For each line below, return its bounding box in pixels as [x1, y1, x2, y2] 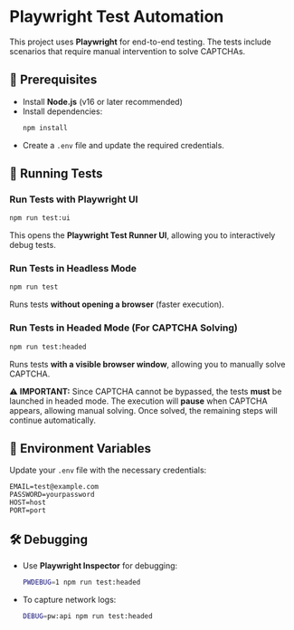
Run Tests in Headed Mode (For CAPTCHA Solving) [9, 321, 238, 334]
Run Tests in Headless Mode [9, 262, 138, 275]
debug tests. [9, 240, 56, 251]
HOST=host [9, 498, 47, 508]
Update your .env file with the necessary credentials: [9, 464, 207, 476]
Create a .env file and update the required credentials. [22, 139, 224, 150]
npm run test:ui [9, 214, 71, 223]
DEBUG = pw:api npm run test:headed [22, 612, 153, 621]
